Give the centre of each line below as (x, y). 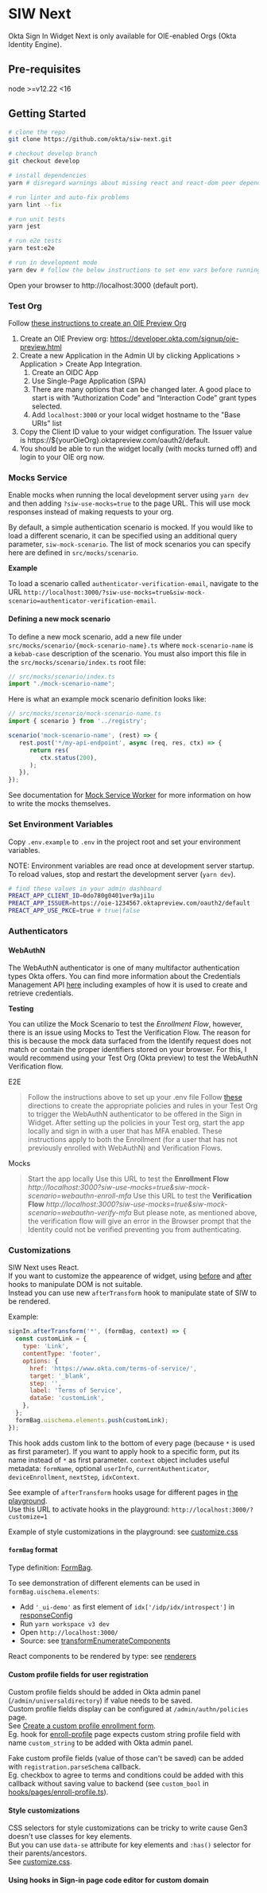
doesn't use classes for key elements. (70, 1836)
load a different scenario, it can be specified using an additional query (123, 536)
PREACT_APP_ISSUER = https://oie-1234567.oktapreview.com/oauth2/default (129, 903)
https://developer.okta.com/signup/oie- (175, 338)
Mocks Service (38, 478)
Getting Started (47, 113)
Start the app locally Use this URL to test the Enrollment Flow (128, 1179)
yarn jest (25, 227)
